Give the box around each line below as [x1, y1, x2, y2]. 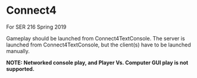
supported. [6, 65, 35, 72]
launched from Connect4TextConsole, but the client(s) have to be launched [6, 41, 192, 48]
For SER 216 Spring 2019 [6, 23, 67, 30]
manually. [6, 47, 30, 54]
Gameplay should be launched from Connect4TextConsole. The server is [6, 35, 186, 42]
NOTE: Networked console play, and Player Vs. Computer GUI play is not [6, 59, 189, 66]
